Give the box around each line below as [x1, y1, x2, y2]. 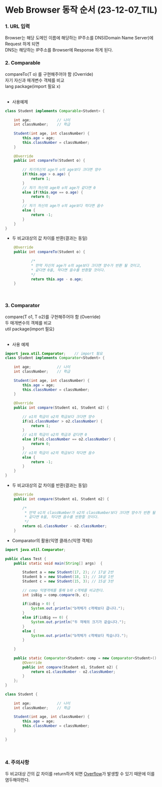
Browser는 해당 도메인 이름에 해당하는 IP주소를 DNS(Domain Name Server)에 [5, 35, 154, 41]
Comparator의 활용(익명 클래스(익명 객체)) [12, 537, 93, 543]
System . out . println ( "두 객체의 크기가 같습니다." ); [30, 619, 126, 624]
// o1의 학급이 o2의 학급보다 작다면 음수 [22, 450, 95, 455]
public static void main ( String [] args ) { [14, 561, 103, 566]
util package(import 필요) [5, 326, 55, 332]
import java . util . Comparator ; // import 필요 [5, 351, 103, 356]
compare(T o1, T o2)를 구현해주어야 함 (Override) [5, 314, 101, 320]
